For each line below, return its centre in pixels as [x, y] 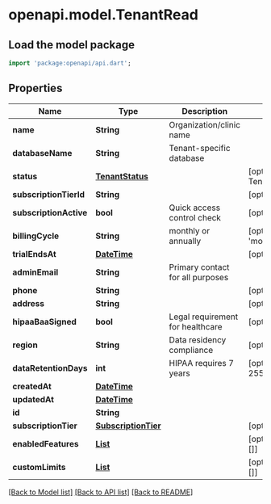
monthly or [190, 230]
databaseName [42, 153]
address [29, 303]
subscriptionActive [50, 212]
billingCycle [36, 236]
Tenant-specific [200, 148]
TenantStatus [122, 176]
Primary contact [199, 267]
